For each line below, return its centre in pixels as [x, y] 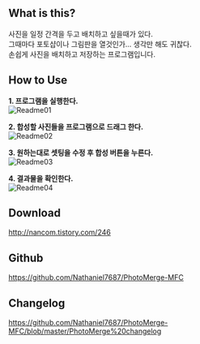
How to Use [38, 80]
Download [34, 213]
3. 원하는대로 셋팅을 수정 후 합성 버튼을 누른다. [81, 153]
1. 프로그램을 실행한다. [43, 101]
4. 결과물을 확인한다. [41, 178]
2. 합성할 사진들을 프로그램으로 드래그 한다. [76, 127]
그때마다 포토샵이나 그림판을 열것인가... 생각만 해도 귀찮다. [100, 44]
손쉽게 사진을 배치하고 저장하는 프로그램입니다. [82, 54]
